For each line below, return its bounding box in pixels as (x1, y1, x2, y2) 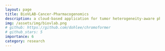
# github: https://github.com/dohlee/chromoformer (5, 25, 111, 30)
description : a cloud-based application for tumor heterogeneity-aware (5, 16, 155, 21)
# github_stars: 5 (5, 30, 43, 34)
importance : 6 (5, 34, 34, 39)
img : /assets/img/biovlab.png (5, 20, 67, 26)
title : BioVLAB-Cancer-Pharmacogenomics (5, 12, 89, 17)
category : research (5, 39, 45, 44)
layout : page (5, 7, 32, 12)
